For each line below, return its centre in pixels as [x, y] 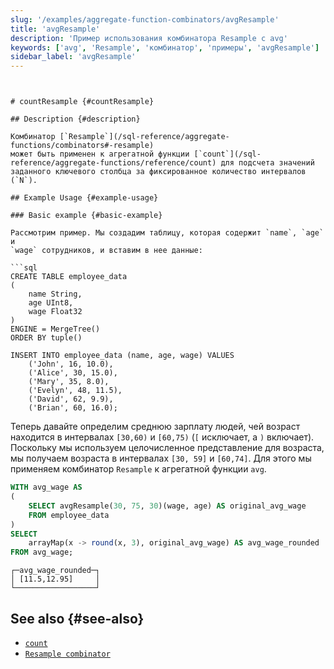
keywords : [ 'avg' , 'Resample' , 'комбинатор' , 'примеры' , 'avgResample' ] [165, 47]
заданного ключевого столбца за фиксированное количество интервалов [158, 172]
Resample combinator [67, 654]
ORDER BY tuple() [46, 338]
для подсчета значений [267, 163]
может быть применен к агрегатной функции [100, 154]
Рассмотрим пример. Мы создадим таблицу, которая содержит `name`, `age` [167, 233]
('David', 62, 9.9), [71, 399]
